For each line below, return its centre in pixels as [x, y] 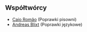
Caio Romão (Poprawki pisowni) [44, 19]
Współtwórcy [26, 8]
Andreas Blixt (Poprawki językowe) [47, 24]
